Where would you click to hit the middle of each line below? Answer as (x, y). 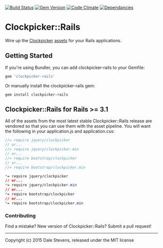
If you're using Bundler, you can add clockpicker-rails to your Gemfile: (75, 67)
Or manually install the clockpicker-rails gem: (50, 85)
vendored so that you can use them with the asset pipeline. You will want (78, 126)
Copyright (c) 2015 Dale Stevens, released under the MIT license (70, 240)
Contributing (20, 215)
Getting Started (29, 56)
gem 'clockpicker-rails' (30, 76)
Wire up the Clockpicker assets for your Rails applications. (63, 40)
